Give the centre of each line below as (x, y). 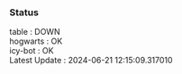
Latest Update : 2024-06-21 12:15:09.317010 (91, 61)
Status (24, 12)
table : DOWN (35, 32)
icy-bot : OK (32, 51)
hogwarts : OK (36, 41)
